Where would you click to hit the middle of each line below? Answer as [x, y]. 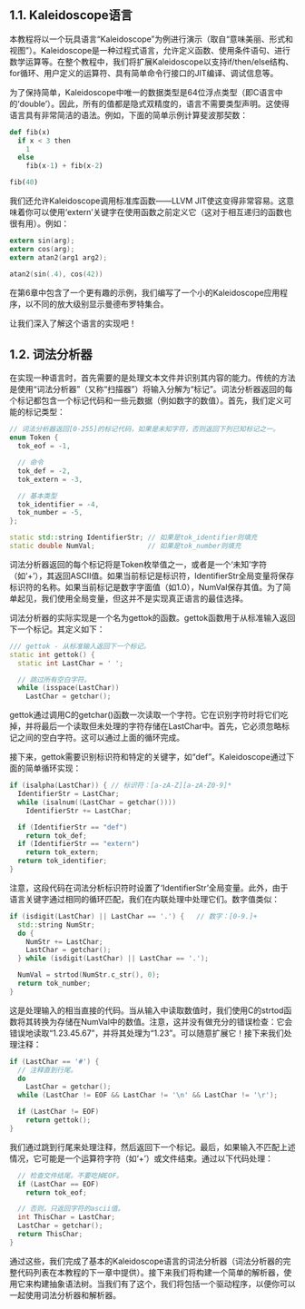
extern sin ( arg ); [42, 241]
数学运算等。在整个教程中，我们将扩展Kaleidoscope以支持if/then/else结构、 [152, 62]
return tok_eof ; [57, 1192]
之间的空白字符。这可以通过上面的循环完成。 [100, 738]
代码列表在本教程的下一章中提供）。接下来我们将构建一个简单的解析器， [150, 1272]
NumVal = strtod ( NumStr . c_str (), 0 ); [89, 975]
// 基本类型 [37, 496]
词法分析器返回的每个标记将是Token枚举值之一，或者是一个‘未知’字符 [138, 564]
